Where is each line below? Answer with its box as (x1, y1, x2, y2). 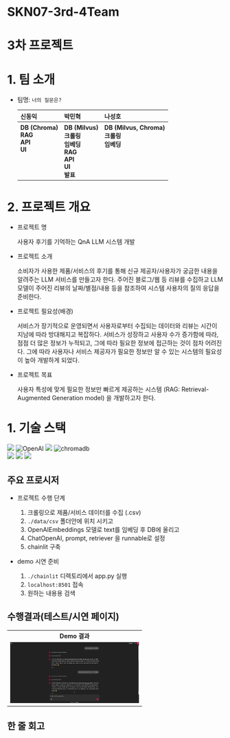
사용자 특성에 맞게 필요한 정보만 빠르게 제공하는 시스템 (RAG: (16, 385, 181, 393)
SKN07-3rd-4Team (7, 4, 120, 20)
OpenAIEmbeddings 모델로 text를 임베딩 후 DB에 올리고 (27, 526, 180, 533)
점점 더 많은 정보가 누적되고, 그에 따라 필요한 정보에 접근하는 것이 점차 (16, 339, 204, 347)
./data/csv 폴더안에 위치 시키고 (27, 517, 113, 525)
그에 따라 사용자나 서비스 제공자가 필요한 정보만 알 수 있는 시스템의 (26, 347, 204, 356)
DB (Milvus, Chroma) (104, 123, 165, 131)
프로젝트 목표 (16, 371, 53, 379)
